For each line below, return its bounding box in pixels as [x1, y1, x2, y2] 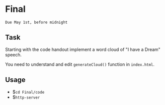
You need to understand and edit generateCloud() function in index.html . [5, 61, 155, 67]
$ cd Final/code [12, 89, 45, 95]
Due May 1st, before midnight [5, 20, 68, 25]
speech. [5, 52, 22, 57]
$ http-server [12, 94, 40, 100]
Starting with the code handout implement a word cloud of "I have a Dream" [5, 46, 161, 52]
